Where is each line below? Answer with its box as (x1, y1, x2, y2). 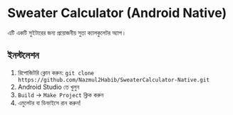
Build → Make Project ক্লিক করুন (17, 90, 104, 99)
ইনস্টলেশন (7, 50, 39, 62)
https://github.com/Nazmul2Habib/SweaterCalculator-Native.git (17, 76, 210, 83)
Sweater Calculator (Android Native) (7, 5, 227, 21)
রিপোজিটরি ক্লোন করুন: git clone (17, 68, 95, 77)
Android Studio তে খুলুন (17, 82, 80, 91)
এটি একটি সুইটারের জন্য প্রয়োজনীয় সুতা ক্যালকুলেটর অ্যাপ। (7, 28, 127, 37)
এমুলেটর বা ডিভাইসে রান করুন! (17, 98, 81, 107)
